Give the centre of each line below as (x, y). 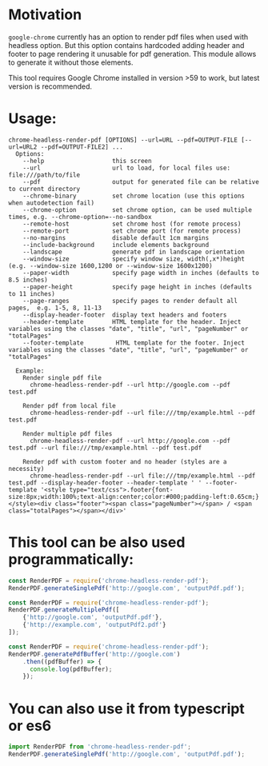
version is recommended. (50, 86)
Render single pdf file (62, 377)
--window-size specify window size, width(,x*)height (134, 259)
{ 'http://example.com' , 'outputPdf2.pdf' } (94, 625)
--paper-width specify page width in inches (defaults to (141, 273)
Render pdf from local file (69, 405)
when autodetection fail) (51, 203)
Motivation (45, 15)
